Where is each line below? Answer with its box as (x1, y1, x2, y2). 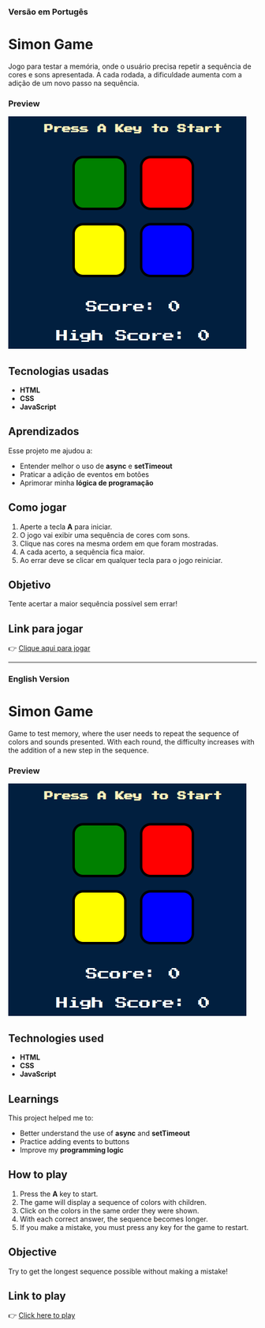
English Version (8, 673, 69, 685)
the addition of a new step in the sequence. (8, 745, 149, 756)
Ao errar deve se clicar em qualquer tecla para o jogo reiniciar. (19, 555, 223, 565)
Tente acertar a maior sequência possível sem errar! (8, 599, 178, 609)
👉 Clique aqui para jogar (8, 643, 91, 653)
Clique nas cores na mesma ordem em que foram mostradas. (19, 538, 218, 548)
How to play (8, 1168, 68, 1182)
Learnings (8, 1092, 59, 1105)
